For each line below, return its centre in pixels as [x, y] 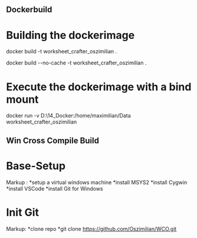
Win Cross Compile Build [52, 140]
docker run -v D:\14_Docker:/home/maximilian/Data [68, 116]
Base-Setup [36, 166]
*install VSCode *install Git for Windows [55, 188]
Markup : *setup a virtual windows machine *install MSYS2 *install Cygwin [97, 182]
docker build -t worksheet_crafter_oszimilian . [62, 51]
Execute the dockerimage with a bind [99, 87]
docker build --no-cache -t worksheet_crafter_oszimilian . [76, 63]
